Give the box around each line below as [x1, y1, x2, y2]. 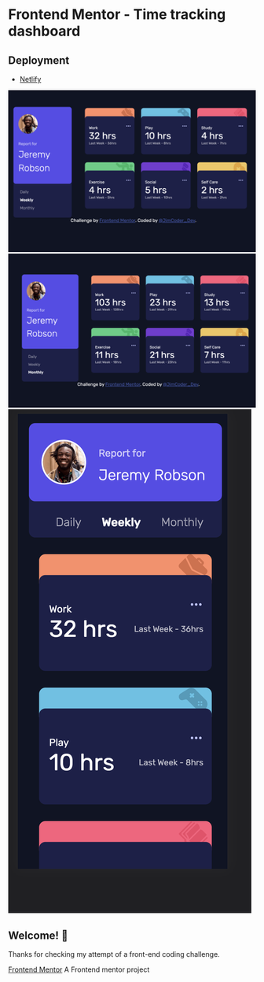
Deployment [8, 54, 70, 67]
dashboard [8, 22, 81, 40]
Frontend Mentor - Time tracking [8, 6, 226, 24]
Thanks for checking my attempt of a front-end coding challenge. [8, 950, 220, 959]
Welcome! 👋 [8, 928, 68, 942]
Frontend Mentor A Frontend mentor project [8, 965, 150, 974]
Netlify [19, 75, 42, 83]
